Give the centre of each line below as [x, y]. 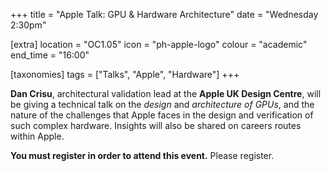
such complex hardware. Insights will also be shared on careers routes [156, 125]
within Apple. [37, 136]
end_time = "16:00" [50, 55]
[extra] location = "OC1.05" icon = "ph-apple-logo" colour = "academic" [159, 44]
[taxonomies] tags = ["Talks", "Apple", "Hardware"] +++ [125, 74]
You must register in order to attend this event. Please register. [142, 155]
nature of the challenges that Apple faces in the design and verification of [162, 115]
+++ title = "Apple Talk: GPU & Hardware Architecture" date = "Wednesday [164, 14]
